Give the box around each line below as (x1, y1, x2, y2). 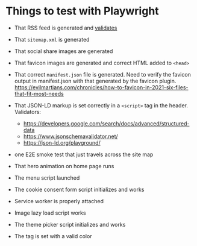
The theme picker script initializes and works (14, 221, 126, 228)
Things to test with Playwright (5, 4, 159, 18)
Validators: (14, 108, 42, 115)
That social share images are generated (14, 47, 113, 55)
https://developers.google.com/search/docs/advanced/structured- (23, 119, 190, 127)
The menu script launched (14, 174, 80, 181)
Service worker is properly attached (14, 197, 104, 204)
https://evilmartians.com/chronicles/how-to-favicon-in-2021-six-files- (14, 83, 189, 91)
